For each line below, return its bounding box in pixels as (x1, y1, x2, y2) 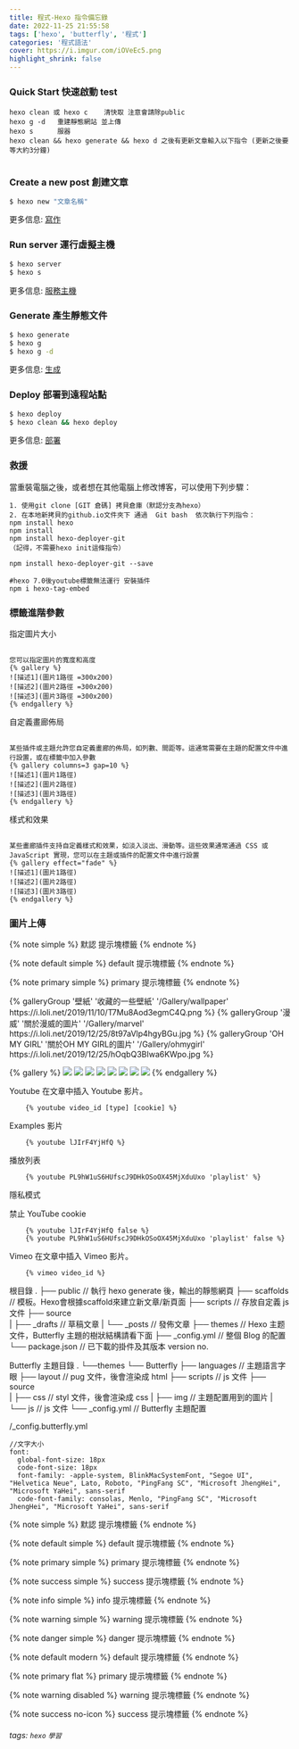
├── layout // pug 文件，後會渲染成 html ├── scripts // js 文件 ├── (19, 1372, 266, 1382)
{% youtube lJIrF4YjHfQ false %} (25, 1226, 150, 1236)
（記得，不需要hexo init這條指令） (9, 543, 126, 552)
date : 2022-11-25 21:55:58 (9, 21, 110, 30)
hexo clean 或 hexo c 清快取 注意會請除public (9, 108, 186, 117)
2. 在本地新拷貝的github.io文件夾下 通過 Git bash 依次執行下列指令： (9, 510, 256, 519)
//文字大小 (9, 1440, 45, 1449)
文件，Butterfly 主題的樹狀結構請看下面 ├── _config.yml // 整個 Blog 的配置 (9, 1330, 287, 1341)
